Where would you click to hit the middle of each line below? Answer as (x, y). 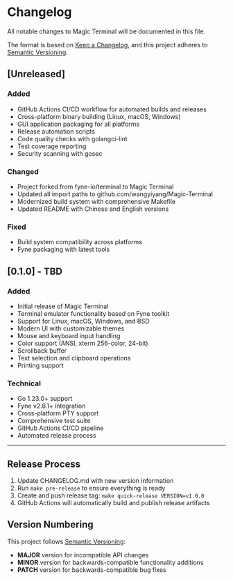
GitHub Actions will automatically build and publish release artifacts (113, 503)
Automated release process (57, 436)
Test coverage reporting (52, 146)
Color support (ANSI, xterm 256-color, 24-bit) (83, 343)
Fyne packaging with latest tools (63, 249)
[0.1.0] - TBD (35, 271)
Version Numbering (50, 525)
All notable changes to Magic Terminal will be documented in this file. (106, 31)
